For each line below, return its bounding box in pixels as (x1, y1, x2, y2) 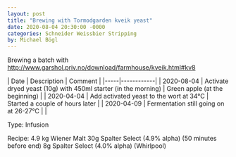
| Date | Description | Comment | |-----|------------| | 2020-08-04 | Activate (7, 77, 229, 85)
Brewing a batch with (7, 56, 69, 64)
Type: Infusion (7, 120, 49, 129)
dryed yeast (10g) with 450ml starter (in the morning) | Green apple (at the (7, 84, 223, 93)
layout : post (7, 10, 46, 18)
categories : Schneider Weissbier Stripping (7, 30, 137, 37)
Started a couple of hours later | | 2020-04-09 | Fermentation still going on (7, 99, 225, 108)
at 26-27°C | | (7, 107, 47, 115)
